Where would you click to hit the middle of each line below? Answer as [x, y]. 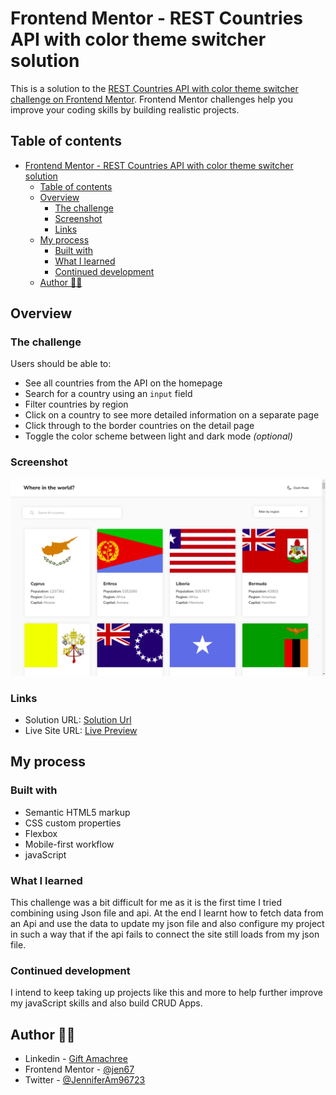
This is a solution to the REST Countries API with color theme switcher [154, 88]
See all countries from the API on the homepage [123, 383]
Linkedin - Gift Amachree [76, 1059]
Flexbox [41, 833]
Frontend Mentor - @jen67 [79, 1069]
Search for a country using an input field [108, 394]
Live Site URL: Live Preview [81, 731]
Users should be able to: [61, 364]
